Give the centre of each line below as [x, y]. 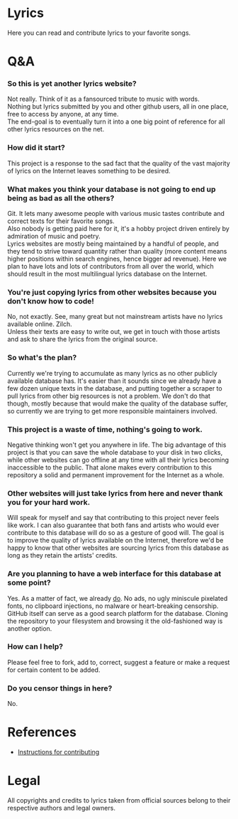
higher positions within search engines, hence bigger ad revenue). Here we [117, 259]
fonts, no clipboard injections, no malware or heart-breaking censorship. [113, 606]
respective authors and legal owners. [61, 808]
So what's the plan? [42, 358]
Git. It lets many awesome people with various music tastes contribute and [116, 214]
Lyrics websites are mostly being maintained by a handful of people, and [113, 244]
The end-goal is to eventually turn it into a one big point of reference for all [116, 121]
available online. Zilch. [40, 324]
